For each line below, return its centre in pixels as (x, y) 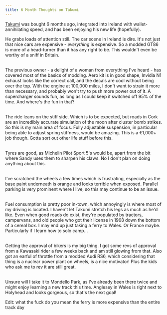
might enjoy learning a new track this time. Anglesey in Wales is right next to (83, 287)
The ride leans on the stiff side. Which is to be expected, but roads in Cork (82, 117)
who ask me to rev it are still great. (41, 267)
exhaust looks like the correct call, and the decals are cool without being (80, 80)
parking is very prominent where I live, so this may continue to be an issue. (82, 189)
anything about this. (26, 163)
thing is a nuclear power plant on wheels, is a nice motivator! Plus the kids (81, 261)
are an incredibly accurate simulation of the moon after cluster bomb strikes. (84, 122)
